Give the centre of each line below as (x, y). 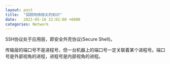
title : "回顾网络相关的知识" (34, 15)
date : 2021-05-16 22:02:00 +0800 (43, 19)
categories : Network (27, 24)
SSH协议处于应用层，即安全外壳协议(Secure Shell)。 (60, 39)
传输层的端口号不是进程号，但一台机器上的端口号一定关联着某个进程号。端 (83, 50)
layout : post (19, 10)
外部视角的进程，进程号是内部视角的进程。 (58, 56)
